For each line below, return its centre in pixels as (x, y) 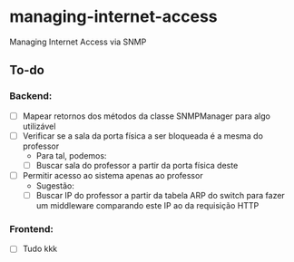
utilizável (39, 126)
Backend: (31, 96)
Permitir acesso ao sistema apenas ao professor (113, 175)
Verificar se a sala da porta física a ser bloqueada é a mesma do (142, 136)
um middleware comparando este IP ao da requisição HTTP (147, 205)
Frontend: (32, 228)
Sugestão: (55, 185)
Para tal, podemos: (71, 155)
